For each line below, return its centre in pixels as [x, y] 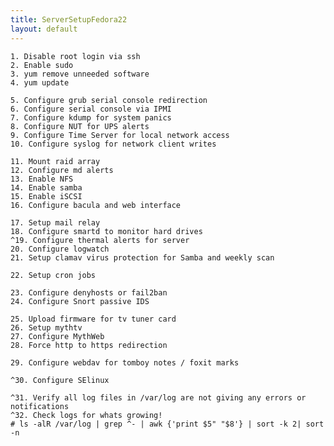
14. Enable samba [46, 187]
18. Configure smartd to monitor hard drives [106, 231]
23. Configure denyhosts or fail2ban [89, 292]
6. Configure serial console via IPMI [91, 109]
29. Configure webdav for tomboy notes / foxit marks [125, 362]
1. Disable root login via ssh [75, 56]
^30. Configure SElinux [60, 380]
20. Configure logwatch [60, 249]
